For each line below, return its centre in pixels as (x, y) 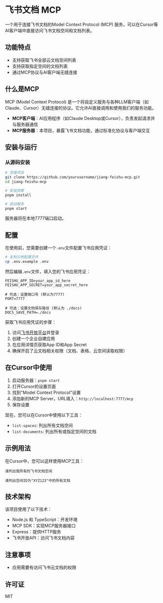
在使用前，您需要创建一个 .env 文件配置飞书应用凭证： (58, 248)
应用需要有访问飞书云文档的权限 (44, 567)
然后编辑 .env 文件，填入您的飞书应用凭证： (48, 272)
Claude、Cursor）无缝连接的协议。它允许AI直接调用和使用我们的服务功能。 (81, 108)
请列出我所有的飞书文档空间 (29, 471)
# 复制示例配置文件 (22, 257)
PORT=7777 (15, 299)
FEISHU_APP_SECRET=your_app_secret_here (47, 285)
